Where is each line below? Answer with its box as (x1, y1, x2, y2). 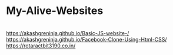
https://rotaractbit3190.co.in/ (6, 42, 76, 49)
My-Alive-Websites (6, 4, 104, 18)
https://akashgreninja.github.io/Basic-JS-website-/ (6, 29, 129, 36)
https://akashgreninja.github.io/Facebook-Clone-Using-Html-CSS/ (6, 36, 167, 43)
